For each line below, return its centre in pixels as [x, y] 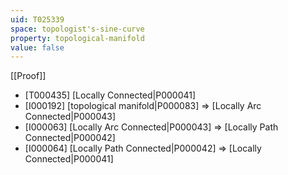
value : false [37, 47]
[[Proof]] [28, 76]
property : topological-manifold [77, 38]
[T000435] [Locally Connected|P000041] [110, 95]
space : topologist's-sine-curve [77, 29]
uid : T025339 [37, 19]
